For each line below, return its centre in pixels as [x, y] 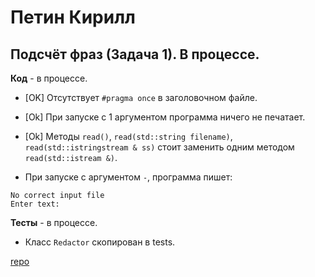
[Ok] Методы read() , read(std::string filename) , [128, 136]
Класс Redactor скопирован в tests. [100, 242]
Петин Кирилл [73, 17]
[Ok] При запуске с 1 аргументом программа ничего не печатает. [165, 117]
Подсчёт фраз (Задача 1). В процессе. [135, 54]
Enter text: [35, 204]
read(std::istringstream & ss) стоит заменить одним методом [159, 147]
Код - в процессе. [49, 78]
